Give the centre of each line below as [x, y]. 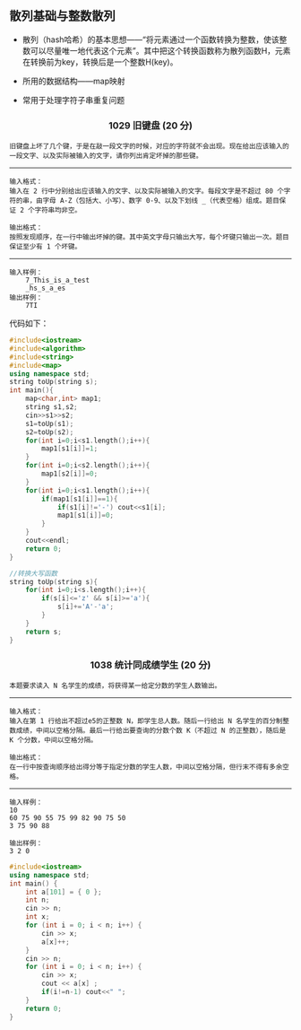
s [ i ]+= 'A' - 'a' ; [86, 607]
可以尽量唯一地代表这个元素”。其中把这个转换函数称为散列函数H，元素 [160, 50]
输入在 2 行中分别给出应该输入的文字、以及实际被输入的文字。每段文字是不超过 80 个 [147, 191]
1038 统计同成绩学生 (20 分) [150, 665]
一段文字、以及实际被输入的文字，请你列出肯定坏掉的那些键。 [106, 156]
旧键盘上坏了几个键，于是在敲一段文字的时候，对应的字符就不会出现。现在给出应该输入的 [149, 146]
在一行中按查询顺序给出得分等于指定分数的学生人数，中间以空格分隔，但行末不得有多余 [146, 767]
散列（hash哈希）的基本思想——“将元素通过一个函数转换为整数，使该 [150, 39]
